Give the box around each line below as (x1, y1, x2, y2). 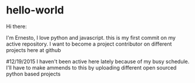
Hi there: (6, 23, 27, 30)
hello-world (6, 4, 65, 17)
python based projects (6, 70, 60, 77)
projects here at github (6, 46, 61, 53)
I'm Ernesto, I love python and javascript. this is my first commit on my (6, 34, 176, 41)
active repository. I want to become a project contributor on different (6, 40, 172, 47)
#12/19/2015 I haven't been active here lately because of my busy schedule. (6, 58, 190, 65)
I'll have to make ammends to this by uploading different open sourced (6, 64, 177, 71)
